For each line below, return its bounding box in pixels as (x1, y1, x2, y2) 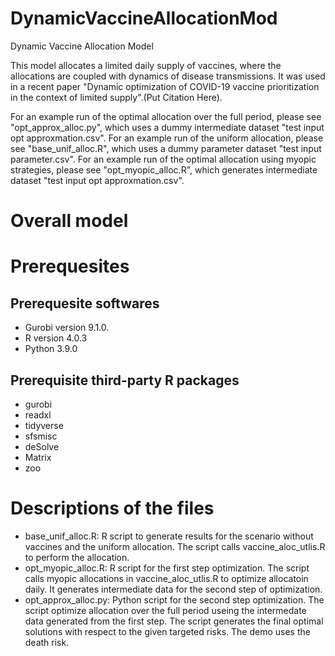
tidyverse (24, 419, 64, 431)
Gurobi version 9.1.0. (24, 322, 110, 334)
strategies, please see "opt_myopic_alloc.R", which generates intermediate (10, 163, 318, 176)
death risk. (24, 636, 70, 648)
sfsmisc (24, 430, 58, 442)
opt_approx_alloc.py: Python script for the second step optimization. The (24, 593, 325, 606)
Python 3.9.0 (24, 343, 78, 355)
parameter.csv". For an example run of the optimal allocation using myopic (10, 153, 317, 165)
